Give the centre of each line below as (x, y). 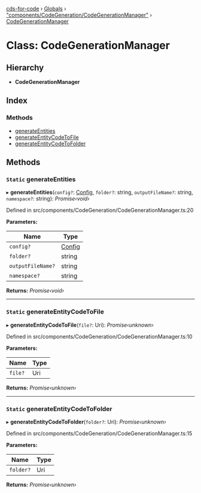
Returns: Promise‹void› (35, 291)
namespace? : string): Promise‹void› (48, 199)
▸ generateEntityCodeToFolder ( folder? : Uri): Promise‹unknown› (86, 422)
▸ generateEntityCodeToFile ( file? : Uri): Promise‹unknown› (80, 325)
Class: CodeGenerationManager (88, 46)
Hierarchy (25, 67)
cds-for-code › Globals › (36, 9)
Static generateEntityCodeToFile (55, 312)
